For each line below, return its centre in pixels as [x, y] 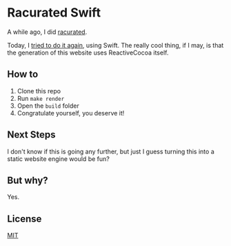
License [24, 219]
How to [23, 74]
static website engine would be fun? [59, 159]
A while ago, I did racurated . [47, 32]
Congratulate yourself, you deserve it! [71, 113]
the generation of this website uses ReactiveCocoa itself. [88, 53]
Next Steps [31, 135]
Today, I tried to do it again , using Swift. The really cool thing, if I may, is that [115, 45]
